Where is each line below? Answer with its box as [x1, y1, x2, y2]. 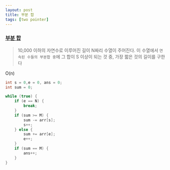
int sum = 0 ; [5, 84, 33, 90]
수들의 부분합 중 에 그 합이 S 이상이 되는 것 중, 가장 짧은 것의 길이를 [27, 53, 156, 60]
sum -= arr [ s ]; [23, 118, 56, 123]
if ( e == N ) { [14, 99, 44, 104]
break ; [23, 103, 38, 108]
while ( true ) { [5, 94, 38, 99]
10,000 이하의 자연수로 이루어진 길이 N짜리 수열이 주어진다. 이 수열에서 [17, 47, 158, 53]
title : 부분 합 [5, 12, 35, 17]
